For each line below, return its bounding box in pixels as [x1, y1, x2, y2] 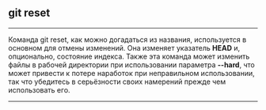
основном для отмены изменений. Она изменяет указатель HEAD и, [8, 43, 241, 52]
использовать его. [8, 85, 70, 94]
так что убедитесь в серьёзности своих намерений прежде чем [8, 77, 226, 86]
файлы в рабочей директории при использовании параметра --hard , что [8, 59, 255, 70]
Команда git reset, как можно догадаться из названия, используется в [8, 35, 247, 44]
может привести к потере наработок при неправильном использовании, [8, 68, 255, 78]
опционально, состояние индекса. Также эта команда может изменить [8, 51, 250, 61]
